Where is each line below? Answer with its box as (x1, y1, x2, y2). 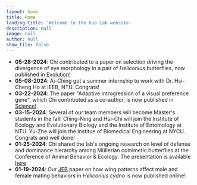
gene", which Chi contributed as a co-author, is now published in (14, 96, 174, 103)
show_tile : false (6, 42, 49, 48)
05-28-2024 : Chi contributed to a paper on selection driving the (14, 58, 174, 65)
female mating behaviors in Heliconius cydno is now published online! (14, 172, 186, 179)
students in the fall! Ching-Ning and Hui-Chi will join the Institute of (14, 115, 180, 122)
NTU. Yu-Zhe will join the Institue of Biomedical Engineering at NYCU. (14, 127, 186, 134)
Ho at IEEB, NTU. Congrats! (32, 83, 100, 90)
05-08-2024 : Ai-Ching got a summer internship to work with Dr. (14, 77, 173, 84)
